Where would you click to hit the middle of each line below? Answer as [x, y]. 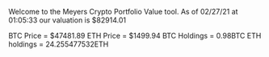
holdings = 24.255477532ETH [59, 44]
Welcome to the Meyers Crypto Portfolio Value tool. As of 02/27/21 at [123, 12]
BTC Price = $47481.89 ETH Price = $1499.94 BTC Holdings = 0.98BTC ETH [135, 36]
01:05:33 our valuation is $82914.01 [67, 20]
